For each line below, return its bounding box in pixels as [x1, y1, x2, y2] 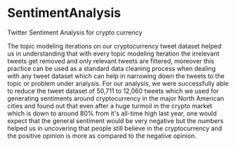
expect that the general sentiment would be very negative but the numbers [7, 116, 224, 124]
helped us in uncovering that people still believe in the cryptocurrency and [7, 124, 223, 132]
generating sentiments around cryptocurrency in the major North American [7, 94, 225, 103]
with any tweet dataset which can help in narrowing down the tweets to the [7, 72, 225, 80]
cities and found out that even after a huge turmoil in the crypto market [7, 101, 213, 110]
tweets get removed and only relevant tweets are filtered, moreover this [7, 56, 214, 65]
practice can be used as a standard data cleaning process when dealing [7, 64, 216, 72]
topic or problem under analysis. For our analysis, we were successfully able [7, 79, 229, 87]
